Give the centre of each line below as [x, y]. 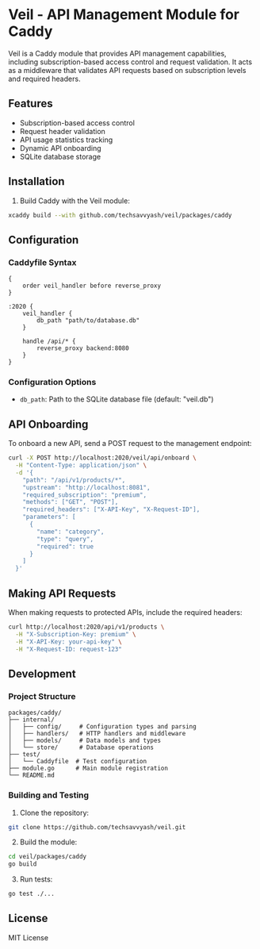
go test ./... [32, 894]
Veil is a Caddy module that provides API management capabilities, [118, 53]
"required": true [65, 546]
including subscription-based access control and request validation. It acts [130, 62]
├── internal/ [32, 720]
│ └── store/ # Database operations [81, 747]
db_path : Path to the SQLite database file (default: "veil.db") [117, 399]
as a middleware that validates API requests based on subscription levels [127, 70]
